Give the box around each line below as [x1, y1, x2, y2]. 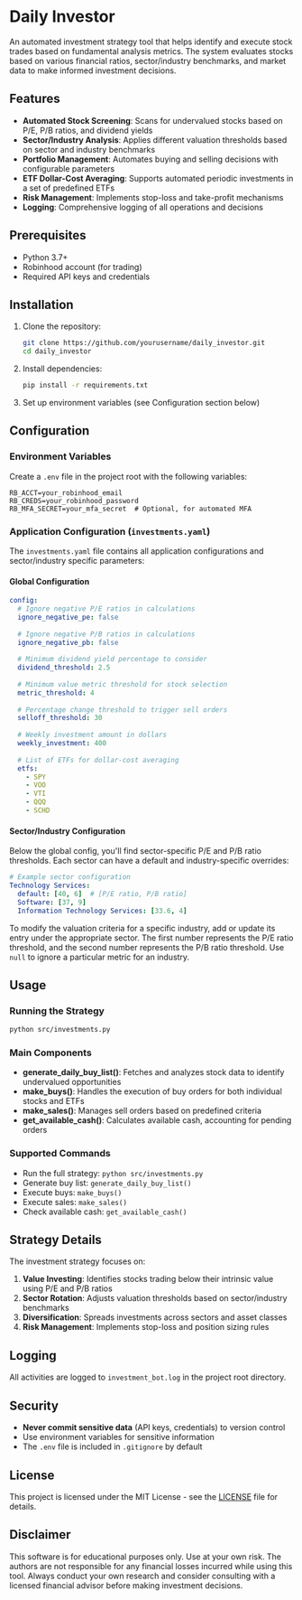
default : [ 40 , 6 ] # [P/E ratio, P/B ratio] [17, 889, 188, 898]
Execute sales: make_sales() [22, 1196, 128, 1207]
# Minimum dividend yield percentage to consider [17, 655, 207, 664]
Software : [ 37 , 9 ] [17, 897, 87, 907]
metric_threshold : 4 [17, 688, 95, 697]
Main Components [9, 1046, 92, 1059]
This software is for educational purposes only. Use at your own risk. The [9, 1551, 282, 1562]
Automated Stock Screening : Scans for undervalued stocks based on [22, 115, 284, 126]
